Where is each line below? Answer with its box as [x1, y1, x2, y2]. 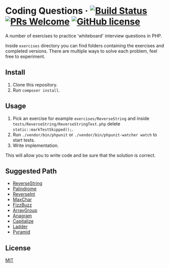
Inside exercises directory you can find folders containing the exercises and [5, 42, 164, 48]
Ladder [12, 224, 28, 230]
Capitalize [12, 218, 34, 224]
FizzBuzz [12, 202, 32, 208]
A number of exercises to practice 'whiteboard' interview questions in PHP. [5, 33, 162, 39]
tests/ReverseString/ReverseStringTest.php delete [12, 121, 121, 127]
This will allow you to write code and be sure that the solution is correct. [5, 152, 156, 158]
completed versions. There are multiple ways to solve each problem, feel [5, 48, 157, 54]
